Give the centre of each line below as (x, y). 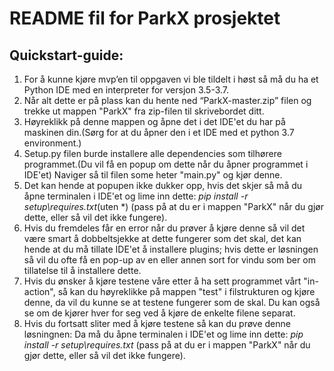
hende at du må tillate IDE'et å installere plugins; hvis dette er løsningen (171, 249)
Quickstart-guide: (66, 55)
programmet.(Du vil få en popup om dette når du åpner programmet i (166, 164)
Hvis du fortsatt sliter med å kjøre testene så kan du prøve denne (157, 323)
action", (39, 291)
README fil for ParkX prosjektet (145, 18)
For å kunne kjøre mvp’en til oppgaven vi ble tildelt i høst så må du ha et (171, 79)
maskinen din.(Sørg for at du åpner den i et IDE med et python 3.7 (159, 132)
